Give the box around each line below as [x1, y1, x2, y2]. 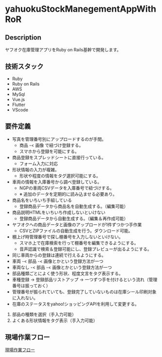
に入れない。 [12, 294, 38, 301]
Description [5, 33, 41, 42]
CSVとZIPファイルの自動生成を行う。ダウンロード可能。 [19, 228, 133, 233]
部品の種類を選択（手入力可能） [12, 311, 76, 317]
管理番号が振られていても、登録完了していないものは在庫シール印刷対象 [12, 289, 157, 294]
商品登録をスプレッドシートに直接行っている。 [12, 154, 106, 160]
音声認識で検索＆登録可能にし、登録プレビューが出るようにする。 [19, 246, 152, 252]
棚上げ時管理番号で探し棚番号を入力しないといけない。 [12, 233, 123, 240]
